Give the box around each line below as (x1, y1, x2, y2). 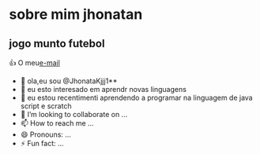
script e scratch (20, 101, 72, 111)
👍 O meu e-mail (9, 58, 60, 68)
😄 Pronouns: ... (20, 130, 72, 139)
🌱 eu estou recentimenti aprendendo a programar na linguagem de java (20, 93, 253, 102)
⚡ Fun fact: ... (20, 139, 64, 148)
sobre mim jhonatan (9, 5, 143, 24)
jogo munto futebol (9, 37, 105, 50)
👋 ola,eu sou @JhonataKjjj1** (20, 76, 118, 86)
